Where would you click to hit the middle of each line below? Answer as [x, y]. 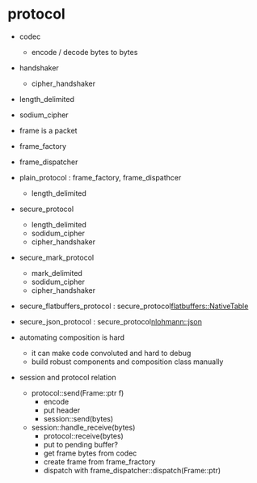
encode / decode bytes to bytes [84, 52]
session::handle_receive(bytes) [83, 427]
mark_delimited [57, 273]
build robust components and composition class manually [127, 362]
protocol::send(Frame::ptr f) [78, 392]
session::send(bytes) [78, 418]
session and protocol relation [67, 377]
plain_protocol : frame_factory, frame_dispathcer [100, 177]
